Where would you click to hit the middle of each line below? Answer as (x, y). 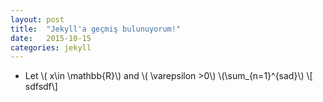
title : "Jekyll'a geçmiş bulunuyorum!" (96, 29)
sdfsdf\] (41, 87)
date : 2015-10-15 (51, 38)
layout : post (37, 19)
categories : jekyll (51, 47)
